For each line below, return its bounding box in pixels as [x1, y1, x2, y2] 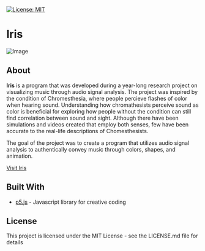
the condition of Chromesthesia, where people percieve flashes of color [6, 95, 188, 102]
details [6, 239, 23, 246]
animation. [6, 152, 33, 160]
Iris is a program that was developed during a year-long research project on [6, 82, 198, 89]
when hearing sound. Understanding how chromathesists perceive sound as [6, 101, 199, 109]
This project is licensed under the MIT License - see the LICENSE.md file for [6, 232, 198, 239]
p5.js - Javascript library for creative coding [15, 198, 127, 206]
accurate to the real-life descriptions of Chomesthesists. [6, 127, 149, 134]
